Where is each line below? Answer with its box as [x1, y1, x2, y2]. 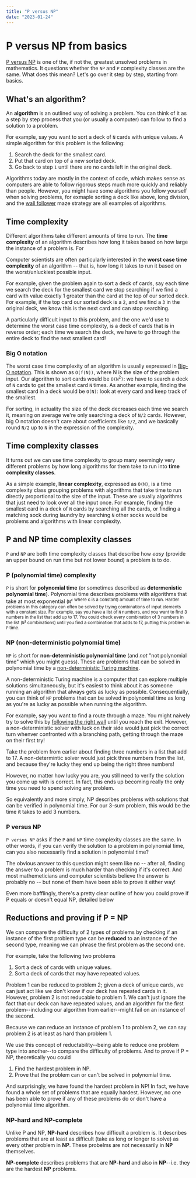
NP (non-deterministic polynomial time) [6, 639, 121, 647]
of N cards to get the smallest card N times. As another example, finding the [6, 382, 187, 389]
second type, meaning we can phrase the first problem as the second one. [6, 941, 185, 948]
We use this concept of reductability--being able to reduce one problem [6, 1041, 179, 1048]
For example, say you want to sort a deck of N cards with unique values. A [6, 133, 184, 141]
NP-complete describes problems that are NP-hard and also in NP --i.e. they [6, 1159, 190, 1166]
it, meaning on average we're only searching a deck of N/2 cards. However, [6, 412, 187, 419]
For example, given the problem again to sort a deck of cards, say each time [6, 280, 189, 287]
